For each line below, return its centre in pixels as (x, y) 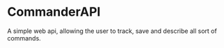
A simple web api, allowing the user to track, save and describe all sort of (112, 31)
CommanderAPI (54, 12)
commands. (24, 38)
